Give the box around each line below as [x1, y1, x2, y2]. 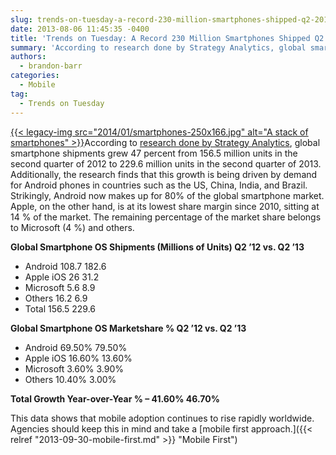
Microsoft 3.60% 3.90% [24, 362, 125, 375]
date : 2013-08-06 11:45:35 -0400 [10, 24, 150, 34]
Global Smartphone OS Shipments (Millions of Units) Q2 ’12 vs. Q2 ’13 [10, 241, 305, 253]
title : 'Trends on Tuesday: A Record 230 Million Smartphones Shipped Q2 [10, 33, 325, 43]
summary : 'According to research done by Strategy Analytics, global [10, 42, 307, 53]
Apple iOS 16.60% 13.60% [24, 352, 133, 364]
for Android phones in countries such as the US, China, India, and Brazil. [10, 179, 308, 191]
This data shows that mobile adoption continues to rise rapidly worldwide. [10, 412, 315, 424]
